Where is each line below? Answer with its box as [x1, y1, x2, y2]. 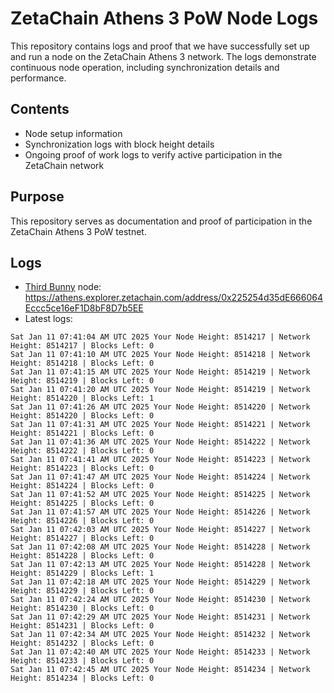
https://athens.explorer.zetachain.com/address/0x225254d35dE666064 [24, 292, 323, 304]
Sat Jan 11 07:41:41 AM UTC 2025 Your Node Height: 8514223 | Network [10, 455, 311, 465]
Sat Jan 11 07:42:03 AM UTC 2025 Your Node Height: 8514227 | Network [10, 525, 311, 535]
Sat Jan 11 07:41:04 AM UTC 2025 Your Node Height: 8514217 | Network [10, 332, 311, 342]
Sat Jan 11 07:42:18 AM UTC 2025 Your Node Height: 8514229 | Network [10, 577, 311, 587]
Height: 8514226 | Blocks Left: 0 [10, 516, 155, 526]
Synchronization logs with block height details [24, 138, 215, 150]
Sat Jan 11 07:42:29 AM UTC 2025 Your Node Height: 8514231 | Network [10, 612, 311, 622]
